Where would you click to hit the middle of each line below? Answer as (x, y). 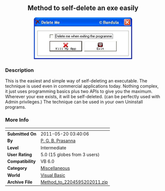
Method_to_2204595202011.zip (74, 182)
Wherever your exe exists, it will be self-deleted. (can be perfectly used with (83, 97)
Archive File (20, 182)
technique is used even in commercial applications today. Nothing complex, (82, 86)
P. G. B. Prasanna (58, 141)
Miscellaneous (55, 168)
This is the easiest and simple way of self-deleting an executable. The (76, 81)
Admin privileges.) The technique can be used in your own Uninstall (74, 102)
